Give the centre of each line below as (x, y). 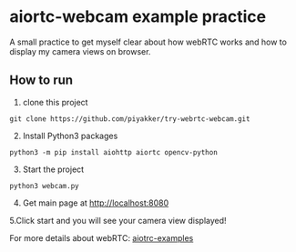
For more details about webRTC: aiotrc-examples (102, 237)
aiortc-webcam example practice (138, 17)
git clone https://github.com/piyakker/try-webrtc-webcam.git (130, 119)
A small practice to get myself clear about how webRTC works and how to (148, 42)
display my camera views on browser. (80, 51)
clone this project (55, 102)
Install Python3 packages (70, 136)
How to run (41, 81)
